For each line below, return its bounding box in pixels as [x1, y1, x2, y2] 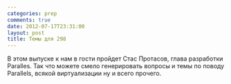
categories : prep [7, 10, 57, 17]
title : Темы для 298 [7, 36, 67, 43]
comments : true [7, 17, 51, 23]
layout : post [7, 29, 45, 36]
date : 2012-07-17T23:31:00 [7, 23, 85, 30]
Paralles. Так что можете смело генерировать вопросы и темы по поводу [7, 62, 225, 70]
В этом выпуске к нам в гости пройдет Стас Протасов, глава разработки [7, 54, 223, 63]
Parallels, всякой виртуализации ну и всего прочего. [7, 70, 162, 78]
